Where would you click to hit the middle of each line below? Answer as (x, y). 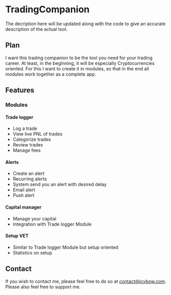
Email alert (24, 190)
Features (20, 90)
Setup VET (17, 236)
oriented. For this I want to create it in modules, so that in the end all (77, 68)
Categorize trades (32, 139)
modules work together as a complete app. (51, 74)
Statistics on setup (32, 252)
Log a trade (25, 128)
